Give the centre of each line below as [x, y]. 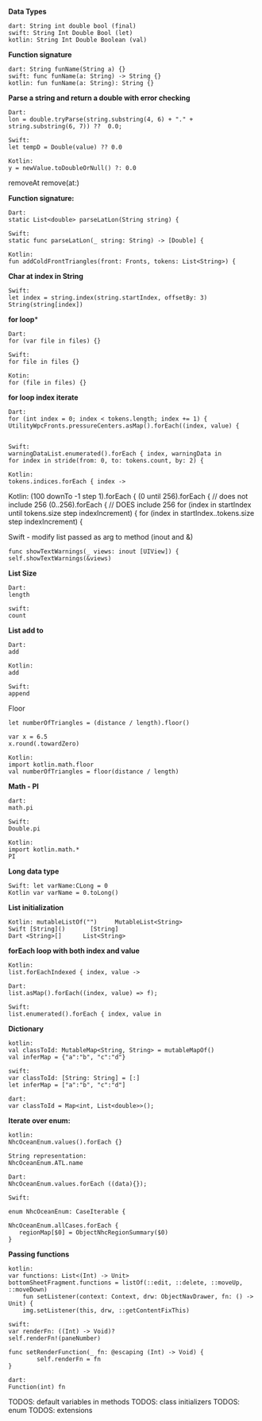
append [19, 694]
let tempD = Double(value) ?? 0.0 [65, 147]
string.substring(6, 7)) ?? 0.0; [65, 126]
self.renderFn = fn [69, 1359]
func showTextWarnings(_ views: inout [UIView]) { [94, 552]
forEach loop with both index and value [74, 951]
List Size [23, 573]
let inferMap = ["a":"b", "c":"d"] [67, 1085]
